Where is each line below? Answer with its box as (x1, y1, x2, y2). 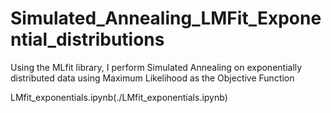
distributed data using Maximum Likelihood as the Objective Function (10, 72, 295, 84)
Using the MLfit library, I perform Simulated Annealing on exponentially (10, 61, 303, 73)
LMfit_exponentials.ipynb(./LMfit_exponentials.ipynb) (10, 91, 228, 103)
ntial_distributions (10, 28, 165, 51)
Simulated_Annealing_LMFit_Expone (10, 7, 322, 30)
